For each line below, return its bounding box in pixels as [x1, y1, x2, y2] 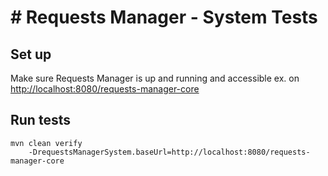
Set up [10, 46, 52, 63]
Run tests [10, 112, 71, 129]
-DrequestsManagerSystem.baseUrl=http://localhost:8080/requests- [28, 147, 311, 157]
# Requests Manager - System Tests [10, 6, 318, 29]
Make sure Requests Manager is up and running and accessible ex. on [10, 72, 300, 84]
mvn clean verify [10, 138, 83, 148]
